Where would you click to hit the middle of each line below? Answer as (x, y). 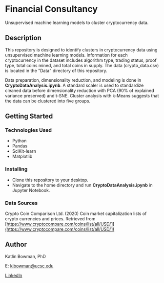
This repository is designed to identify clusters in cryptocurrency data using (81, 49)
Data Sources (21, 203)
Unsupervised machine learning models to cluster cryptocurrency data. (77, 23)
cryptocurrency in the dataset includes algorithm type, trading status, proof (81, 60)
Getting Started (29, 116)
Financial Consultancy (51, 9)
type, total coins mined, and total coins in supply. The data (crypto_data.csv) (82, 65)
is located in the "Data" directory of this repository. (56, 71)
